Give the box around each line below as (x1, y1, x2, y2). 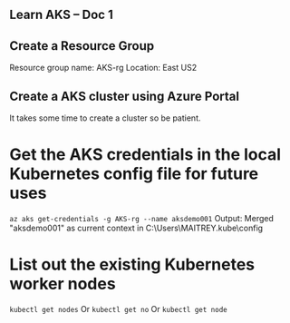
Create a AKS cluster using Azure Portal (9, 88, 240, 103)
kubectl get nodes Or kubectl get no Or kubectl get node (9, 303, 228, 314)
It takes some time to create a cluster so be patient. (9, 113, 201, 123)
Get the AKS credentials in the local (9, 144, 282, 165)
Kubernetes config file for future (9, 163, 259, 184)
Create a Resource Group (9, 38, 155, 54)
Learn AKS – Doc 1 (9, 7, 113, 23)
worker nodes (9, 274, 116, 294)
